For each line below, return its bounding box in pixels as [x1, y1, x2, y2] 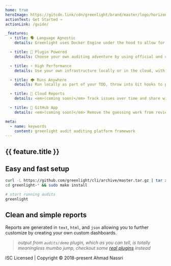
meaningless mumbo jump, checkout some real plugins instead [17, 245, 151, 251]
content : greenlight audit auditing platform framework [14, 128, 136, 134]
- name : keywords [10, 124, 47, 129]
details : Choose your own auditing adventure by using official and [14, 54, 163, 59]
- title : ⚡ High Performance [10, 63, 72, 69]
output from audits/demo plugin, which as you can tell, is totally [17, 240, 151, 246]
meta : [5, 119, 17, 124]
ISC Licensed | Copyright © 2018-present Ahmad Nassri [5, 255, 123, 261]
